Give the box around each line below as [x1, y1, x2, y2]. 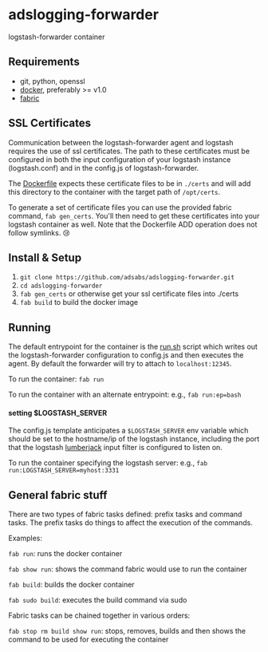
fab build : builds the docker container [8, 580, 135, 590]
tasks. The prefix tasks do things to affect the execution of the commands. [8, 518, 253, 528]
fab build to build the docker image [19, 298, 139, 307]
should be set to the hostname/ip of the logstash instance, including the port [8, 434, 260, 444]
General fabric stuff [8, 488, 108, 502]
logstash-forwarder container [8, 32, 105, 41]
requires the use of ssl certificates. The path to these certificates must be [8, 146, 250, 156]
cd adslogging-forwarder [19, 282, 103, 290]
